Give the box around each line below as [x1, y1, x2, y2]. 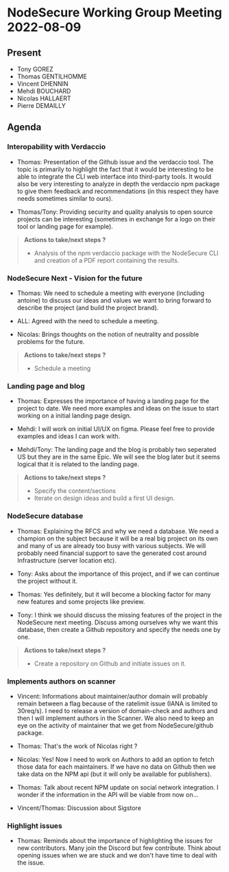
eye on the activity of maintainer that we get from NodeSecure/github [16, 721, 214, 730]
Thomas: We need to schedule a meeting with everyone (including [16, 289, 204, 297]
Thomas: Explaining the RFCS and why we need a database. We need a [16, 527, 219, 535]
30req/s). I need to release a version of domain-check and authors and [16, 706, 218, 715]
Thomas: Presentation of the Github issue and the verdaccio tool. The [16, 157, 214, 166]
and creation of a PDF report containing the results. [34, 256, 180, 264]
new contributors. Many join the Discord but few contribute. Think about [16, 844, 221, 852]
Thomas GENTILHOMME [16, 72, 87, 80]
